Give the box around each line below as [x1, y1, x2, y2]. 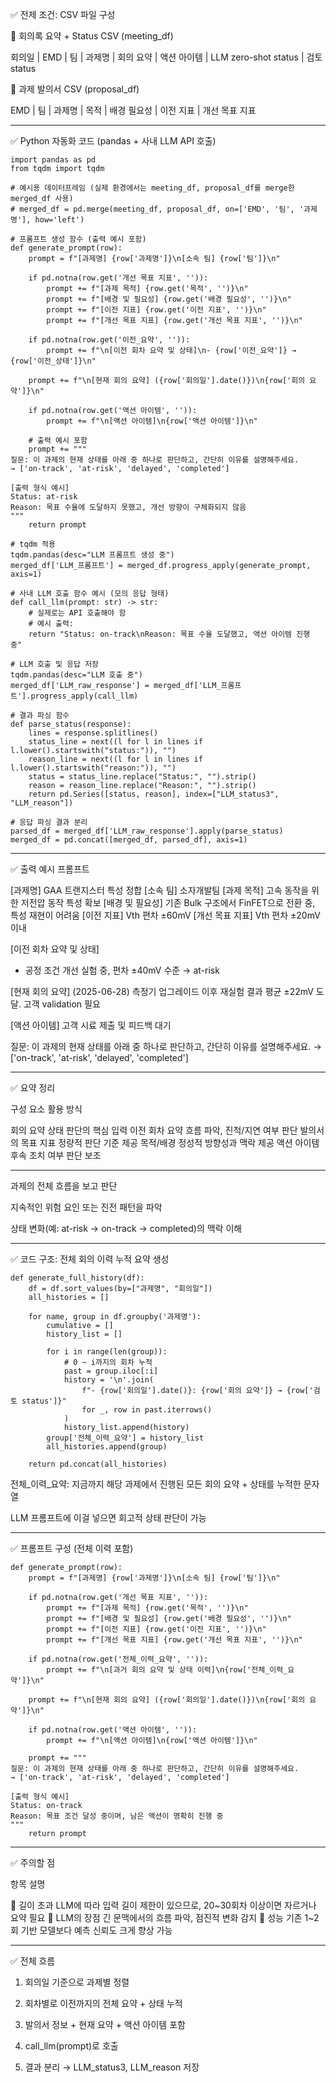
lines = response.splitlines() [28, 728, 159, 738]
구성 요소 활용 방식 [10, 1103, 83, 1115]
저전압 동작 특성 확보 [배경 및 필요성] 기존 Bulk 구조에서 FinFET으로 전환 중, [20, 897, 316, 908]
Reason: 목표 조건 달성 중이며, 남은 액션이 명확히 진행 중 [10, 1811, 224, 1821]
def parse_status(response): [10, 719, 132, 729]
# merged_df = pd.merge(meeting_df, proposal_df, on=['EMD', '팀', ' [10, 204, 305, 214]
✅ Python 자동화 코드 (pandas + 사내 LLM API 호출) [10, 135, 217, 147]
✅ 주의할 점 [10, 1857, 56, 1868]
